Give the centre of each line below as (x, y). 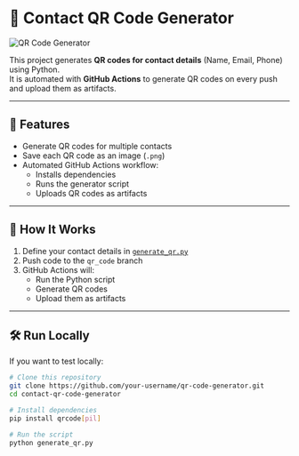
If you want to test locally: (57, 361)
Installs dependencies (76, 174)
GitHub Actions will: (58, 269)
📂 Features (40, 125)
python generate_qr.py (51, 443)
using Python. (35, 69)
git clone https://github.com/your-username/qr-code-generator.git (137, 386)
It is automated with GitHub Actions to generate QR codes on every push (144, 78)
